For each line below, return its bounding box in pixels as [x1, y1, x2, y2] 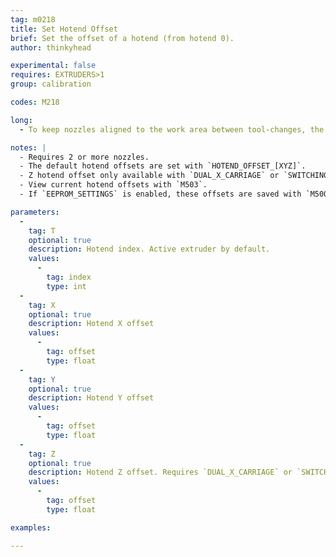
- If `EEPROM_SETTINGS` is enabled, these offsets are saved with [19, 189, 302, 199]
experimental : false [10, 61, 97, 71]
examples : [10, 522, 52, 533]
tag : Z [28, 449, 56, 459]
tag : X [28, 300, 56, 310]
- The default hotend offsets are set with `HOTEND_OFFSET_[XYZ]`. [19, 161, 307, 171]
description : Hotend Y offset [28, 393, 155, 403]
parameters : [10, 207, 60, 217]
